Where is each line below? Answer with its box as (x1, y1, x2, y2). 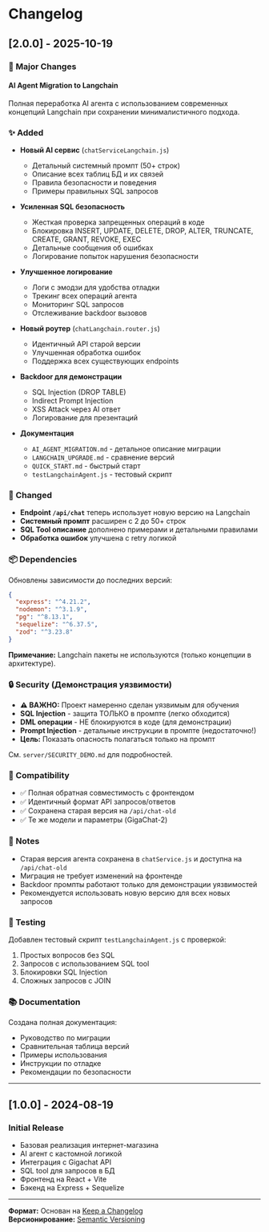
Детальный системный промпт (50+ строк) (31, 161, 181, 170)
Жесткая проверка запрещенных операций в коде (31, 217, 205, 227)
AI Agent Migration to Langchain (8, 81, 118, 91)
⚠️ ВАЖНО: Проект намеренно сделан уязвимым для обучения (19, 700, 239, 710)
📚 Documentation (8, 996, 81, 1007)
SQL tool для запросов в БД (19, 1165, 115, 1175)
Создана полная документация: (8, 1018, 118, 1027)
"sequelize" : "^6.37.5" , (15, 621, 98, 629)
